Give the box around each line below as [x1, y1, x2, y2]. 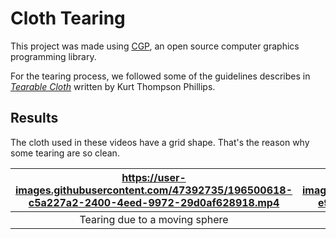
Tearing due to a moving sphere [79, 212, 229, 226]
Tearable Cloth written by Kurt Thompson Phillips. [10, 80, 216, 92]
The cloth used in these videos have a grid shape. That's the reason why [10, 136, 310, 148]
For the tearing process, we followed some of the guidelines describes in [10, 70, 311, 82]
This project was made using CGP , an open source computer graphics [10, 40, 300, 52]
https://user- [121, 170, 187, 184]
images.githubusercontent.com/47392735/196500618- [15, 183, 293, 197]
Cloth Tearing [10, 7, 126, 30]
